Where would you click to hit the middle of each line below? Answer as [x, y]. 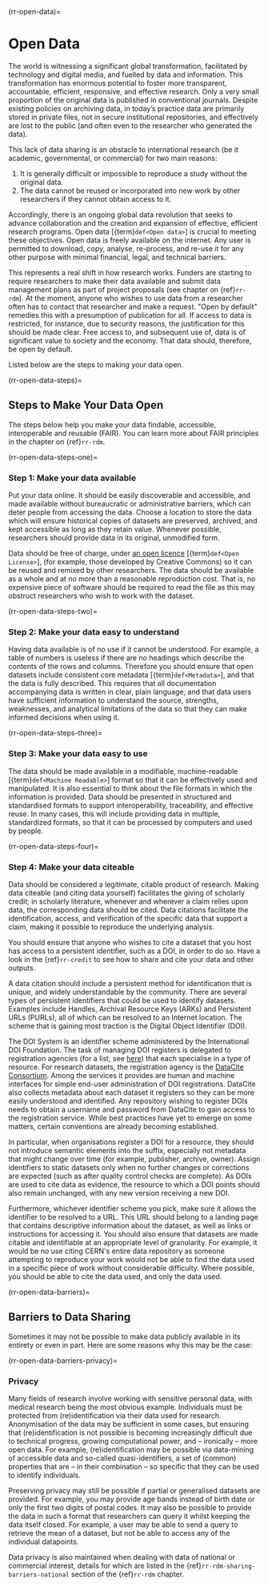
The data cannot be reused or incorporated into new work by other [130, 190]
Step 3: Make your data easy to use [78, 754]
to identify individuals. [45, 1475]
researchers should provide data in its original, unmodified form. [114, 538]
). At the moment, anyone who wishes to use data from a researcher [131, 298]
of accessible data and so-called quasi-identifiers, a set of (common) [122, 1458]
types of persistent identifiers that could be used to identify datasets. [122, 1000]
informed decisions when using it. [64, 717]
